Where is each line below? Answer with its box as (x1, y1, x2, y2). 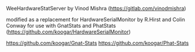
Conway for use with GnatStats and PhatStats (6, 23, 116, 29)
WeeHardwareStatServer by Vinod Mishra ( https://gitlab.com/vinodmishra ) (6, 5, 186, 12)
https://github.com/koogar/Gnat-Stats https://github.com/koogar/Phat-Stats (6, 40, 189, 46)
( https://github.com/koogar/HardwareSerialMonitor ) (6, 28, 131, 35)
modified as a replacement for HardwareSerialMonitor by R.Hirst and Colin (6, 16, 186, 23)
